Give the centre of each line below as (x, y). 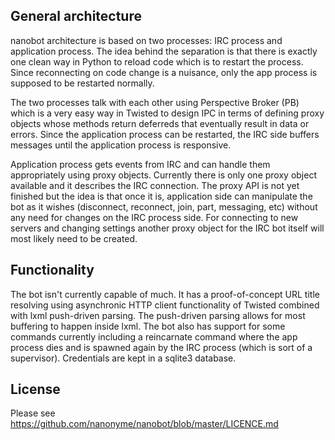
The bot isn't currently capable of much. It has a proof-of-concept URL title (165, 294)
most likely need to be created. (74, 238)
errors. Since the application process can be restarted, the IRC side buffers (165, 134)
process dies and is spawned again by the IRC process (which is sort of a (161, 347)
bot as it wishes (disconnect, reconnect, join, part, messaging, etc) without (164, 206)
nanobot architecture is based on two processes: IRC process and (146, 40)
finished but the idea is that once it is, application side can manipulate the (161, 196)
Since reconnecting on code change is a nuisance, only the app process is (164, 72)
